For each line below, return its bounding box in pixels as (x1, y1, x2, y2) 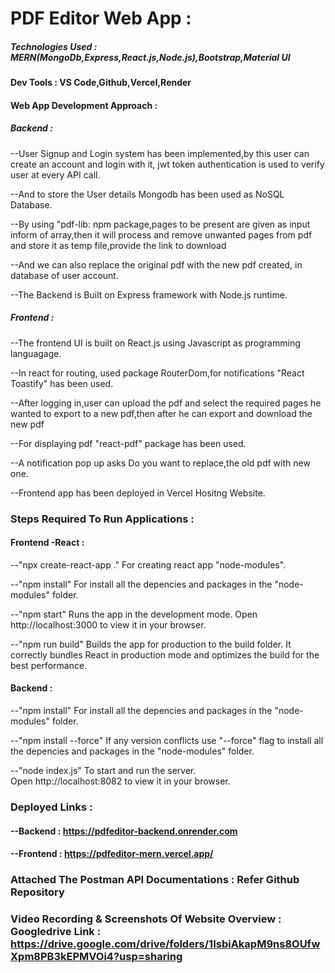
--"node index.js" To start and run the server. (10, 765, 197, 777)
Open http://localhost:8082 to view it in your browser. (10, 775, 231, 787)
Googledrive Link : (10, 924, 102, 938)
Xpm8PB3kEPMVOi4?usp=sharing (10, 949, 183, 963)
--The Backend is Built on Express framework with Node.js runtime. (10, 288, 288, 301)
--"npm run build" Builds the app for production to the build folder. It (10, 638, 292, 650)
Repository (10, 885, 65, 899)
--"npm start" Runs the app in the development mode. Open (10, 608, 258, 620)
